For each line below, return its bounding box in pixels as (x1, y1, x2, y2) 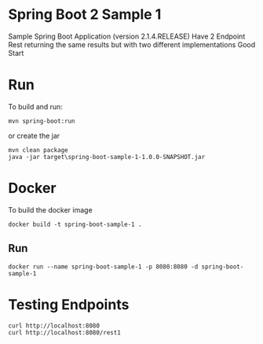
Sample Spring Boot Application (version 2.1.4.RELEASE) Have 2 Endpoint (8, 31, 246, 41)
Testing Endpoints (8, 295, 130, 313)
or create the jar (8, 131, 60, 140)
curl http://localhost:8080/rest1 (8, 328, 122, 336)
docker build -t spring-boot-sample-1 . (8, 220, 143, 228)
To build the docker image (8, 205, 93, 214)
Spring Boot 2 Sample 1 (8, 6, 162, 24)
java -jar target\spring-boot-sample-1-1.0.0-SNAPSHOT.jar (8, 153, 206, 161)
